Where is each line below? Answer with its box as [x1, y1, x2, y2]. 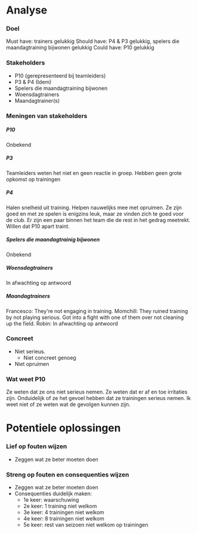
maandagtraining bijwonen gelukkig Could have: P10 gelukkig [6, 44, 154, 51]
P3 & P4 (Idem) [14, 78, 52, 85]
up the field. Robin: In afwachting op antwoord [6, 320, 118, 327]
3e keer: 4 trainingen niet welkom [23, 509, 104, 516]
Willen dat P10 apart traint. [6, 223, 70, 230]
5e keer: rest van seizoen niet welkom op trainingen [23, 521, 148, 528]
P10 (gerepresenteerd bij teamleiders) [14, 72, 106, 79]
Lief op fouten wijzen [6, 442, 67, 451]
